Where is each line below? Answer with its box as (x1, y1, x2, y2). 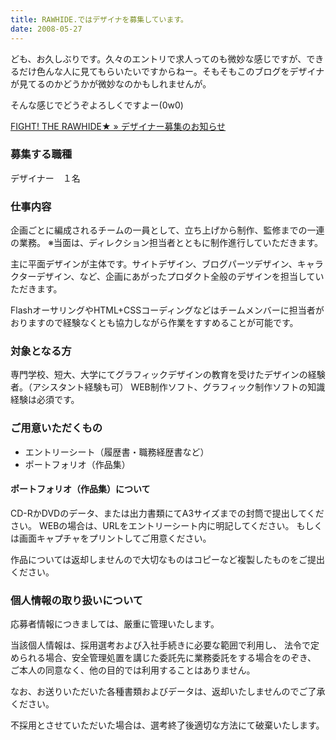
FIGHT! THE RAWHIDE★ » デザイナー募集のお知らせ (10, 120, 227, 132)
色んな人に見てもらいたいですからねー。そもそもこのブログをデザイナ (36, 65, 325, 77)
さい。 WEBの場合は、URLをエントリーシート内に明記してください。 (10, 519, 295, 531)
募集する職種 (10, 147, 73, 161)
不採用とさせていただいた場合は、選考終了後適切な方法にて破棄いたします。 (10, 719, 325, 731)
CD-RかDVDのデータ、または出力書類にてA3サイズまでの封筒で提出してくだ (10, 507, 325, 519)
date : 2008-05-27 (10, 24, 83, 34)
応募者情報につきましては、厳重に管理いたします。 (10, 618, 220, 630)
